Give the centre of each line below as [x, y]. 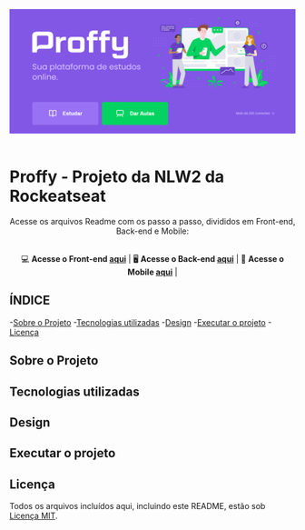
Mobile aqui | [152, 272]
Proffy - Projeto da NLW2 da [117, 177]
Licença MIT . [34, 516]
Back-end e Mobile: [152, 231]
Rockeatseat [58, 196]
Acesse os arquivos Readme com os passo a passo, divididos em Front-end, [152, 221]
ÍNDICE [30, 300]
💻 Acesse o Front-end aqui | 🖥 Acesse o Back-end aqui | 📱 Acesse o [152, 258]
